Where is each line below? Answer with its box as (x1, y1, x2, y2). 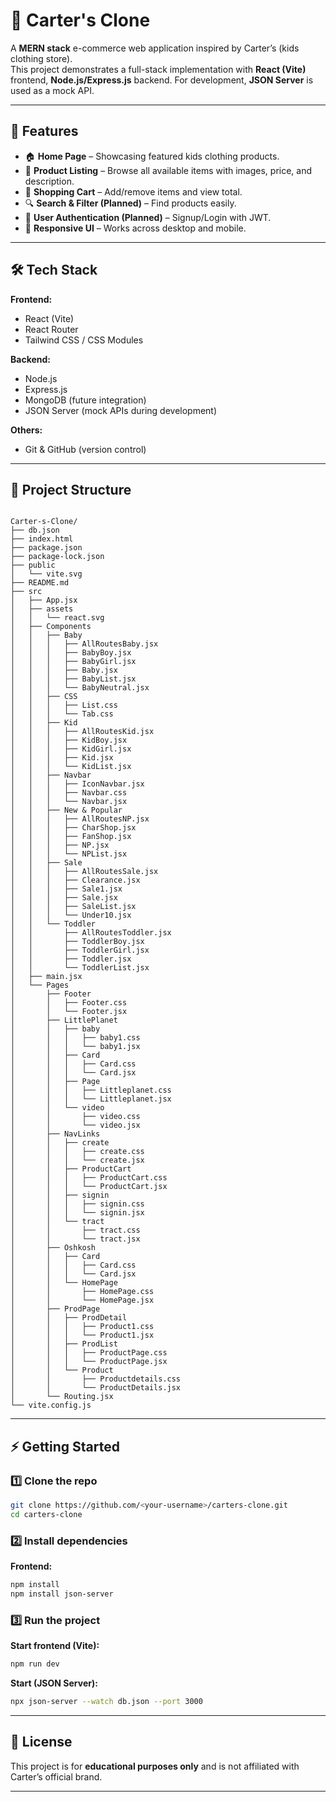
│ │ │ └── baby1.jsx (10, 1042, 141, 1052)
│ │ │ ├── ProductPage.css (10, 1348, 168, 1358)
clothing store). (10, 52, 73, 64)
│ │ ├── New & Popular (10, 805, 123, 816)
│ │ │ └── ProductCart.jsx (10, 1182, 168, 1192)
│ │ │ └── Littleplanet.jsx (10, 1094, 172, 1104)
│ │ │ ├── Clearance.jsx (10, 875, 141, 886)
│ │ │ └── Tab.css (10, 709, 114, 719)
